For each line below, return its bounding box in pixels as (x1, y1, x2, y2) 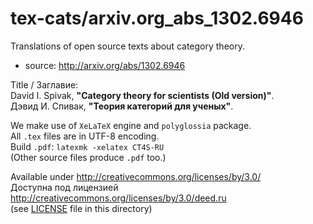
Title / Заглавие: (10, 78, 79, 91)
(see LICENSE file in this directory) (10, 202, 153, 214)
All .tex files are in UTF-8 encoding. (10, 130, 160, 142)
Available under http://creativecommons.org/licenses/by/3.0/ (10, 170, 262, 182)
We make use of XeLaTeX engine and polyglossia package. (10, 119, 252, 131)
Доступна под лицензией (10, 181, 119, 193)
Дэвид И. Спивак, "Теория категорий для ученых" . (10, 100, 234, 112)
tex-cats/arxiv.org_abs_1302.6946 (10, 7, 304, 30)
